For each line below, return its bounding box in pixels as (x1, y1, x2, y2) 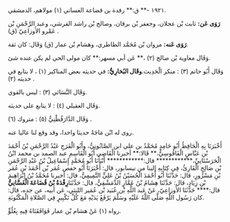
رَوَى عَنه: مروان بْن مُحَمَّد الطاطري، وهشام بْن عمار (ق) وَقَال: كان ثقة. (8, 40, 189, 48)
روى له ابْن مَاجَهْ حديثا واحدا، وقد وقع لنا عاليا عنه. (8, 128, 134, 136)
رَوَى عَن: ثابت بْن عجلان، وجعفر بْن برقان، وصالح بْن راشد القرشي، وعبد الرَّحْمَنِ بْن (8, 19, 221, 27)
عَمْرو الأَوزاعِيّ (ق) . (8, 27, 60, 35)
